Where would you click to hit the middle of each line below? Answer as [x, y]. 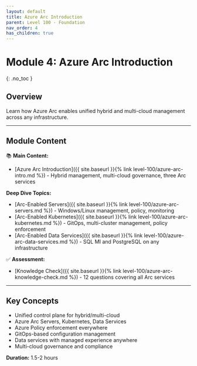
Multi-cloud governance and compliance [64, 346]
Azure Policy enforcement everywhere [61, 327]
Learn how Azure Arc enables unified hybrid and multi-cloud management [96, 111]
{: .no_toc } [19, 78]
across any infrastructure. [37, 117]
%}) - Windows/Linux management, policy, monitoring [109, 210]
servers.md [28, 210]
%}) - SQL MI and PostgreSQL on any [114, 241]
